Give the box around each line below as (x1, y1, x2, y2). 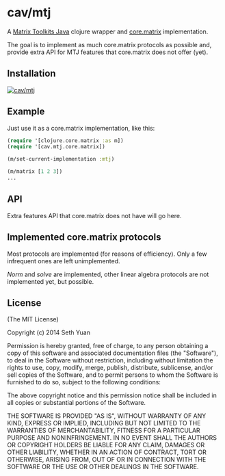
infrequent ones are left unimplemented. (7, 256, 121, 265)
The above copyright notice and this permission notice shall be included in (7, 391, 217, 399)
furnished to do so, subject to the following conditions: (7, 378, 161, 386)
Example (7, 106, 45, 118)
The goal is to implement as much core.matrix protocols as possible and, (7, 40, 212, 49)
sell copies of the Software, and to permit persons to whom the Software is (7, 371, 219, 379)
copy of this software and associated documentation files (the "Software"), (7, 349, 219, 357)
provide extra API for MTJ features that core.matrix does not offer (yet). (7, 48, 209, 56)
